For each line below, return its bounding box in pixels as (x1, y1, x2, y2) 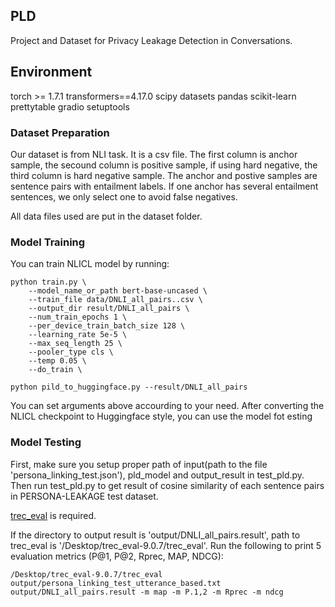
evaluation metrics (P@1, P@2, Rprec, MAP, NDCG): (10, 550, 224, 562)
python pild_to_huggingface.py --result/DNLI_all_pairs (10, 382, 248, 393)
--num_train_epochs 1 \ (28, 312, 128, 323)
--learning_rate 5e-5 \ (28, 330, 128, 340)
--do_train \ (28, 365, 83, 375)
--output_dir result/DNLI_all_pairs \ (28, 304, 190, 314)
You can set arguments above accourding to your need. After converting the (10, 400, 325, 412)
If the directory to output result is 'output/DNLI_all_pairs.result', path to (10, 529, 301, 541)
